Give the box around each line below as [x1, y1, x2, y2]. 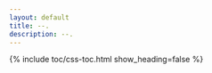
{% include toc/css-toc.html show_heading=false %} [9, 54, 204, 65]
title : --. [9, 21, 50, 30]
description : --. [9, 29, 74, 38]
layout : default [9, 12, 69, 22]
